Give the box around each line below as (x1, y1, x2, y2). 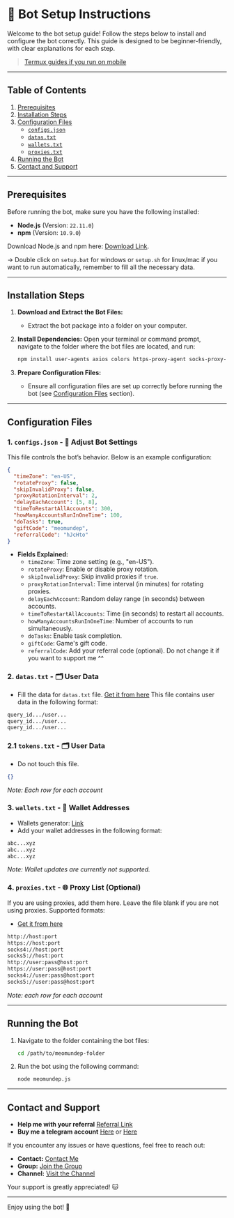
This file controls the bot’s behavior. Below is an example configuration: (7, 452, 212, 461)
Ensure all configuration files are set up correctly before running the (27, 382, 223, 390)
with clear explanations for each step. (7, 44, 116, 52)
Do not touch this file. (17, 759, 79, 768)
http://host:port (7, 933, 58, 940)
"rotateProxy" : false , (13, 479, 79, 487)
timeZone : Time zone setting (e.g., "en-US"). (27, 558, 155, 566)
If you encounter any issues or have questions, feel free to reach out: (7, 1141, 205, 1150)
